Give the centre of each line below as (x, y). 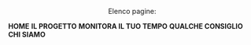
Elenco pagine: (132, 11)
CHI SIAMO (27, 35)
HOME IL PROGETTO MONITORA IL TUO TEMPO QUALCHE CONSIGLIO (126, 26)
